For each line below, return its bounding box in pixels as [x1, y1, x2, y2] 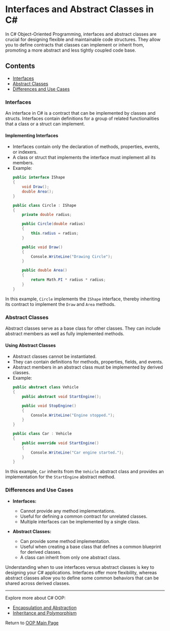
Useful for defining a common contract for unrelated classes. [20, 513, 148, 519]
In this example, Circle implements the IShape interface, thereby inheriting [5, 296, 160, 302]
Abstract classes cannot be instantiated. [12, 353, 97, 359]
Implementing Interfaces [5, 132, 59, 139]
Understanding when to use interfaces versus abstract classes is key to [5, 564, 154, 570]
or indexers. [12, 149, 38, 155]
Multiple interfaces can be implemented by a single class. [20, 518, 140, 524]
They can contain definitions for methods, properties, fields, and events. [12, 359, 163, 365]
